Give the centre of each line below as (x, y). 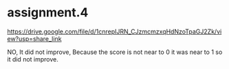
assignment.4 (48, 13)
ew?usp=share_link (34, 38)
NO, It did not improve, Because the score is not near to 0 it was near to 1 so (115, 52)
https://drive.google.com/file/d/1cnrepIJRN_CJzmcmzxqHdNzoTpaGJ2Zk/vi (115, 31)
